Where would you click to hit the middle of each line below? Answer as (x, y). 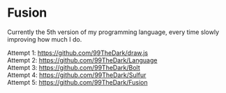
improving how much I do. (45, 39)
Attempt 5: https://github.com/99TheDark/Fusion (77, 82)
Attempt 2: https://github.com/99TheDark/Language (82, 60)
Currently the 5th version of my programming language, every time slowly (113, 32)
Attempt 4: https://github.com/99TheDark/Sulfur (77, 75)
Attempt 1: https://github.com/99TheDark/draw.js (78, 53)
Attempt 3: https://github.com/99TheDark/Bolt (74, 67)
